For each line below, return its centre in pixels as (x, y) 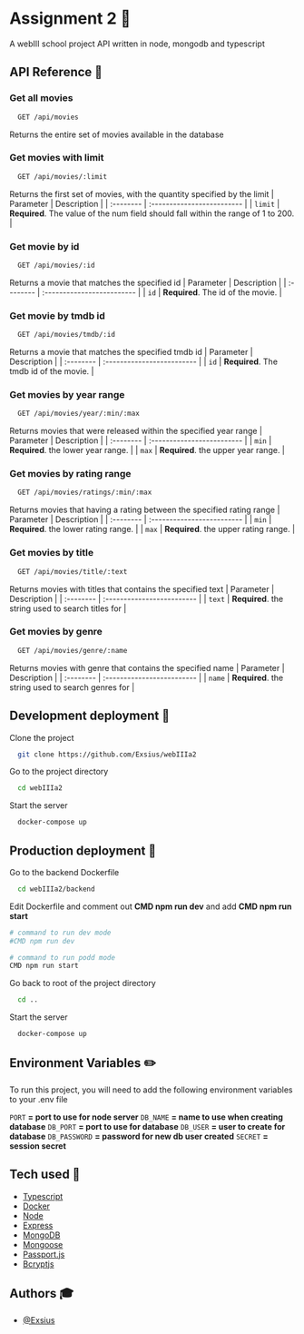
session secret (38, 1146)
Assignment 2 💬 (70, 19)
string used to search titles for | (68, 608)
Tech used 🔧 (45, 1175)
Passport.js (44, 1254)
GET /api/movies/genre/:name (73, 650)
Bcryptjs (38, 1264)
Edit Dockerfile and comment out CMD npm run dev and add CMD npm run (151, 906)
